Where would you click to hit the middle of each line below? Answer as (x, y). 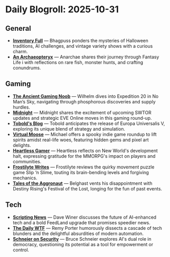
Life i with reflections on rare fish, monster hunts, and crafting (78, 62)
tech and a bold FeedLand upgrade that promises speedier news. (81, 222)
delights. (22, 145)
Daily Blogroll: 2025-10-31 (62, 9)
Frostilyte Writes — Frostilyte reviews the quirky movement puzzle (83, 167)
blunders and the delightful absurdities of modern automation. (78, 233)
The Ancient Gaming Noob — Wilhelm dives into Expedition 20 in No (86, 96)
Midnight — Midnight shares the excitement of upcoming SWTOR (82, 112)
